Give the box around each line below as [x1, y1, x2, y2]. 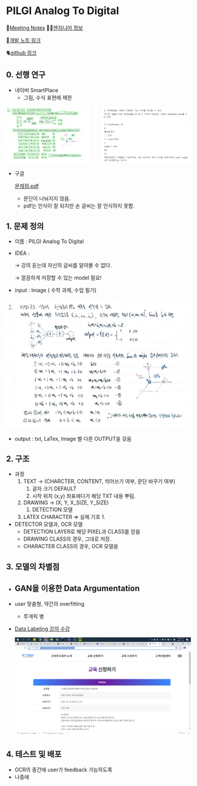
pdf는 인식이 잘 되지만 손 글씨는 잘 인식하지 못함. [23, 203, 135, 210]
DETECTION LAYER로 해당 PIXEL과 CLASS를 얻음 [23, 528, 141, 535]
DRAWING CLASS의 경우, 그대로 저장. [23, 535, 111, 542]
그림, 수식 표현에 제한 [23, 94, 72, 101]
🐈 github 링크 [6, 49, 37, 56]
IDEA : [14, 249, 30, 257]
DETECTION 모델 [32, 506, 73, 513]
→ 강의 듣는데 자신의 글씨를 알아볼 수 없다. [14, 262, 112, 269]
